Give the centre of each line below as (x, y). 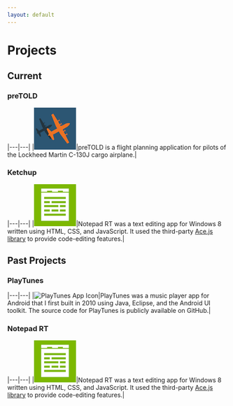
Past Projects (37, 261)
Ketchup (22, 173)
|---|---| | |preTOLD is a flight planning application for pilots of (117, 147)
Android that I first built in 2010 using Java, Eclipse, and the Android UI (109, 303)
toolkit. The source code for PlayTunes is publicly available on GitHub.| (109, 311)
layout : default (31, 15)
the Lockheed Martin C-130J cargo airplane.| (72, 155)
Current (24, 76)
